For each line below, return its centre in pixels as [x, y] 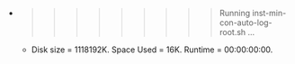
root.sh [232, 32]
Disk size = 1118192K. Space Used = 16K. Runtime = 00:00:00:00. [152, 50]
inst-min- [269, 13]
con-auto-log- [246, 23]
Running [235, 13]
